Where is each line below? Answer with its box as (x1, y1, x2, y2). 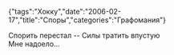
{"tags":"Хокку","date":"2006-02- (8, 7, 122, 16)
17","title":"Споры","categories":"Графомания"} (8, 15, 167, 25)
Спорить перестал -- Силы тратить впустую (8, 31, 160, 40)
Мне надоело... (8, 39, 60, 49)
